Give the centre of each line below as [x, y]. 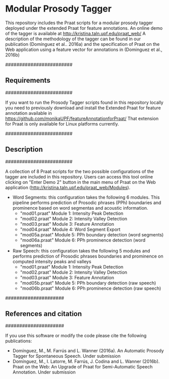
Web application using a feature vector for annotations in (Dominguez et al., [84, 49]
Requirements [28, 80]
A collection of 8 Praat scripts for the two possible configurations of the [80, 171]
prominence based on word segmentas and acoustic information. [80, 208]
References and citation [44, 314]
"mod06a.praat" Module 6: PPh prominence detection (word [83, 240]
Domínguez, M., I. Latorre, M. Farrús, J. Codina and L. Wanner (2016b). [86, 361]
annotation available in [29, 113]
